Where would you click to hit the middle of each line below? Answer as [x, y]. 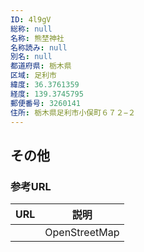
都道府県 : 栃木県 [41, 66]
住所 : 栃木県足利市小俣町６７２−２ [73, 112]
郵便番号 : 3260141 [46, 103]
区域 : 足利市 [33, 76]
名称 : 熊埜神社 [37, 38]
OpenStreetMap [82, 233]
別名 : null [31, 57]
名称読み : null [39, 47]
